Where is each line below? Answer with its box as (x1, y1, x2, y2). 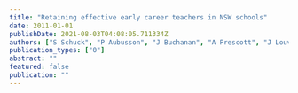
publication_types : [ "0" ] (9, 46, 105, 55)
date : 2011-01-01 (9, 21, 74, 30)
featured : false (9, 63, 69, 72)
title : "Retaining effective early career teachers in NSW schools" (9, 12, 268, 22)
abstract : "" (9, 54, 58, 63)
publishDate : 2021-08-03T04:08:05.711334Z (9, 29, 169, 38)
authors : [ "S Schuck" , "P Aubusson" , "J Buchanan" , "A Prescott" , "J (9, 37, 272, 47)
